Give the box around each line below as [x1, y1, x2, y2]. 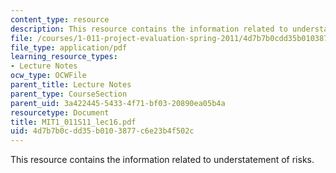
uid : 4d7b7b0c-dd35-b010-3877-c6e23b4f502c [10, 126, 195, 136]
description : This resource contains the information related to [10, 24, 288, 34]
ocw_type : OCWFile [10, 71, 87, 81]
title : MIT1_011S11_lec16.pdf [10, 117, 137, 127]
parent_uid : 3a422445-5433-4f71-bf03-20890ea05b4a [10, 98, 226, 108]
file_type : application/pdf [10, 42, 128, 53]
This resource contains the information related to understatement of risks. [10, 154, 315, 166]
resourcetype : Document [10, 107, 110, 118]
